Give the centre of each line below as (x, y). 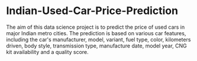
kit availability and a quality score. (47, 52)
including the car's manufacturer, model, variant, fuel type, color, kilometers (98, 39)
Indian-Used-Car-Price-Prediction (92, 11)
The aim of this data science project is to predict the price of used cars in (96, 27)
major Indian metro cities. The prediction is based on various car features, (96, 33)
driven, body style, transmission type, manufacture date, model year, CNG (97, 46)
